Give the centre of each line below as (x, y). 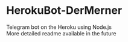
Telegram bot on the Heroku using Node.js (59, 27)
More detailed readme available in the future (61, 33)
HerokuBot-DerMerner (64, 10)
